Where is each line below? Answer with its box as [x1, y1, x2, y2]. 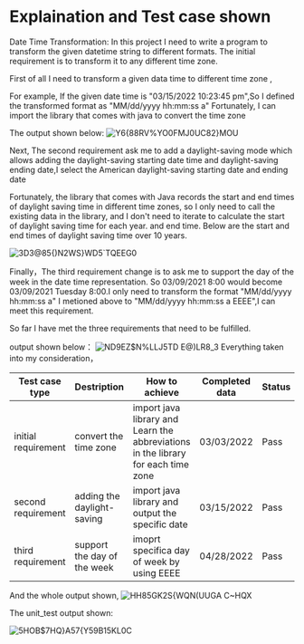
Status [261, 380, 291, 393]
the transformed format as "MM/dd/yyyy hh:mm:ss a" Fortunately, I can [9, 100, 276, 111]
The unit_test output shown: [9, 607, 114, 618]
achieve [144, 386, 179, 399]
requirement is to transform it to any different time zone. [9, 55, 219, 66]
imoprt [132, 533, 161, 545]
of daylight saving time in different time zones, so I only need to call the [9, 201, 276, 212]
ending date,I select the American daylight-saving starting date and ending [9, 164, 289, 175]
